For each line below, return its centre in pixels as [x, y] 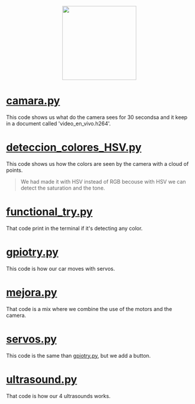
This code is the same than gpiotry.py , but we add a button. [79, 355]
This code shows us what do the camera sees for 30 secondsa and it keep [97, 117]
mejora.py [32, 292]
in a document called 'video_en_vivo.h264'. [58, 123]
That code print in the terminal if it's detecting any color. [74, 228]
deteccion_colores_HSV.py [74, 148]
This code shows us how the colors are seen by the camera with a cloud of [97, 163]
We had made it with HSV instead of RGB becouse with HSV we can [103, 181]
